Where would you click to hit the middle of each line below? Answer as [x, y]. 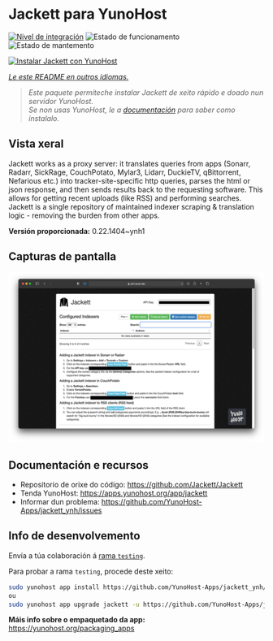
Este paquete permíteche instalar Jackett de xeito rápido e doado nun [146, 92]
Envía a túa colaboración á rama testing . [77, 555]
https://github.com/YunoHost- [152, 502]
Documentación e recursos [78, 465]
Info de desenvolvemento [74, 536]
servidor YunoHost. [61, 101]
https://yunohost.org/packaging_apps [71, 628]
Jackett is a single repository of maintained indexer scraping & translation [131, 206]
